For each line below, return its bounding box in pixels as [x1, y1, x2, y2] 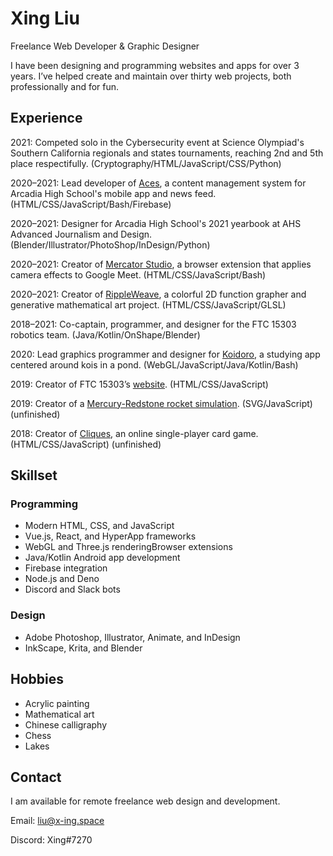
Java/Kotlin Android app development [24, 552, 181, 564]
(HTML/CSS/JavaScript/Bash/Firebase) [10, 198, 172, 210]
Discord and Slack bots [24, 583, 121, 596]
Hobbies [10, 671, 65, 688]
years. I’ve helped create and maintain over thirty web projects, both [10, 70, 292, 82]
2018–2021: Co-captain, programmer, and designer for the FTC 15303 [10, 318, 297, 330]
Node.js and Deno [24, 573, 100, 585]
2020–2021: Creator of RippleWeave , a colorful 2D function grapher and [10, 288, 307, 300]
